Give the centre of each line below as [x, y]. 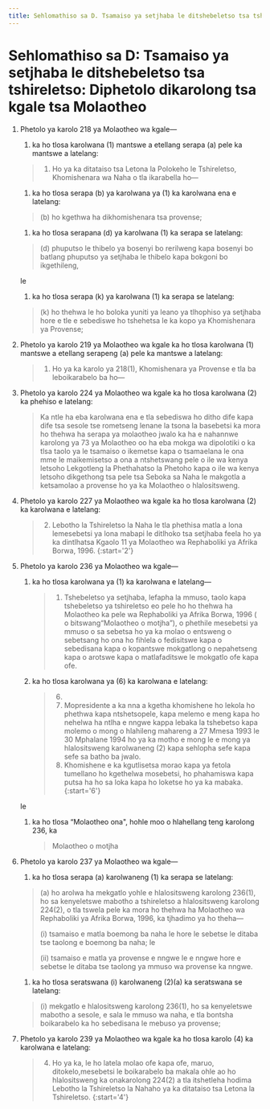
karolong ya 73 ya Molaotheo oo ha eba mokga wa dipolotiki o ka [147, 442]
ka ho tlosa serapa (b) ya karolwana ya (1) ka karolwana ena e [134, 193]
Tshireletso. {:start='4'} [90, 1097]
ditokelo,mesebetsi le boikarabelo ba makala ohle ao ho [144, 1071]
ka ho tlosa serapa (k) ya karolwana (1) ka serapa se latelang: [133, 296]
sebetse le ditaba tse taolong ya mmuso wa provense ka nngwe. [146, 966]
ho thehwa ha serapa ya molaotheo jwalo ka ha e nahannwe [139, 434]
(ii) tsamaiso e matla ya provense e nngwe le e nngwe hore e [140, 958]
